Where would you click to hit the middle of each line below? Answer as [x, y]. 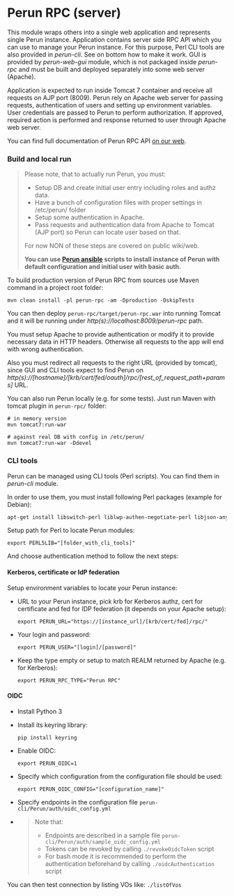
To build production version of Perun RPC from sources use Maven [103, 280]
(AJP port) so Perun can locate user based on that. [108, 233]
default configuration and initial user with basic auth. [103, 267]
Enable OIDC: [37, 750]
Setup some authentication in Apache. [89, 217]
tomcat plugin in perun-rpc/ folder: [57, 406]
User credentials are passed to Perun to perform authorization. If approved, [116, 112]
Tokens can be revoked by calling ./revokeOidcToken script [130, 849]
